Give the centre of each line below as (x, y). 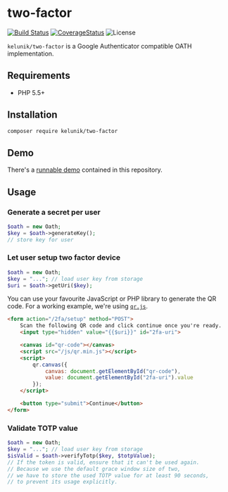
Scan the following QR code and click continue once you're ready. (121, 326)
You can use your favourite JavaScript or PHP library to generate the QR (112, 299)
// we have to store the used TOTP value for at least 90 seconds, (108, 475)
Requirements (39, 76)
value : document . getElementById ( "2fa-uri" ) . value (119, 378)
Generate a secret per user (54, 212)
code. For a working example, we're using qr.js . (78, 306)
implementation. (31, 53)
